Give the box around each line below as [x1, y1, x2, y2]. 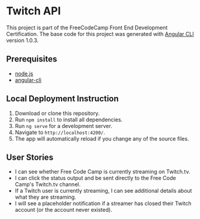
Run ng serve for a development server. [14, 122, 112, 129]
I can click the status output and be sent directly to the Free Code [14, 175, 176, 182]
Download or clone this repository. [14, 109, 100, 117]
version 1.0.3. [6, 36, 39, 44]
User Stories [6, 152, 54, 162]
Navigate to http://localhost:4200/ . [14, 129, 106, 136]
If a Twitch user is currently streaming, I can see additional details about [14, 187, 192, 194]
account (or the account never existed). [14, 206, 112, 214]
